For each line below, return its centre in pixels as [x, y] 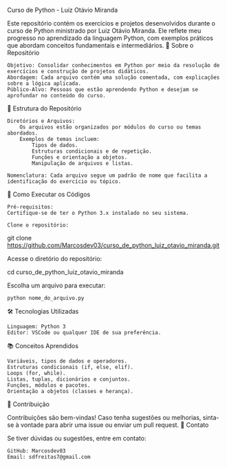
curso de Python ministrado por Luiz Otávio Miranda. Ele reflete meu [104, 31]
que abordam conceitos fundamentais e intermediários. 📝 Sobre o [100, 45]
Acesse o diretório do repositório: [55, 259]
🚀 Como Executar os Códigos [49, 194]
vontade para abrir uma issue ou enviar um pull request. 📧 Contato [115, 425]
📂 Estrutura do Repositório [44, 108]
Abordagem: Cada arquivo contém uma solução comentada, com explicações [113, 77]
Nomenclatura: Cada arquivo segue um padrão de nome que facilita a [107, 175]
